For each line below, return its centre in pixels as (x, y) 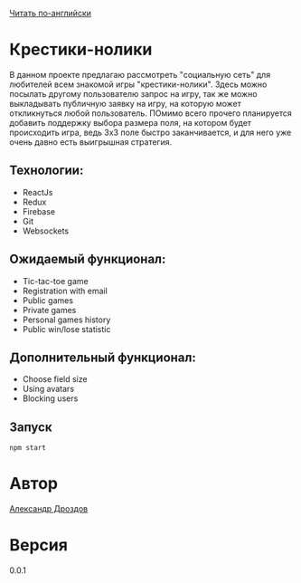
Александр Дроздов (49, 509)
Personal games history (66, 320)
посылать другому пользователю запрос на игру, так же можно (133, 93)
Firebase (39, 211)
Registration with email (65, 291)
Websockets (46, 231)
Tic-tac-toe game (55, 281)
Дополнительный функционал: (103, 357)
